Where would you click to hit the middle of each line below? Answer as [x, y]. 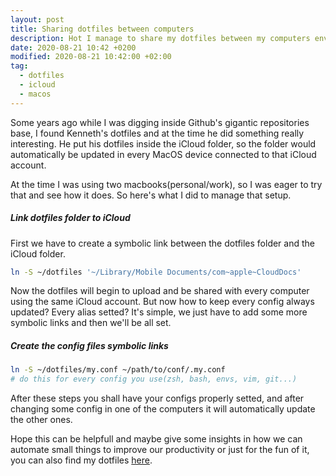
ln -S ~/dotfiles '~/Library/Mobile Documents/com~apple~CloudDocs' [156, 272]
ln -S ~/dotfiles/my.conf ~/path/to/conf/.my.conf [118, 370]
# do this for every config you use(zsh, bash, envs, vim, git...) [154, 379]
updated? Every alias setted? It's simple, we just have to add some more [159, 312]
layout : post [37, 19]
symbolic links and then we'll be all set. [91, 323]
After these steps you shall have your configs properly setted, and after [157, 398]
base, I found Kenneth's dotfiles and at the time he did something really [157, 133]
